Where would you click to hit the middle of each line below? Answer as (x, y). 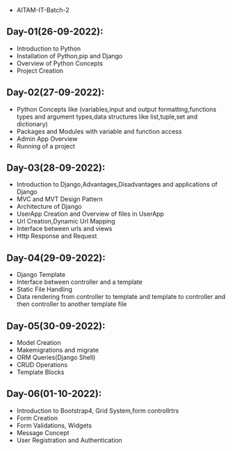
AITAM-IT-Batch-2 (43, 10)
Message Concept (43, 432)
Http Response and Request (57, 236)
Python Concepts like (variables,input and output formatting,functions (116, 109)
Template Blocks (40, 372)
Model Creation (39, 343)
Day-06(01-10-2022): (54, 394)
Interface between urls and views (64, 229)
